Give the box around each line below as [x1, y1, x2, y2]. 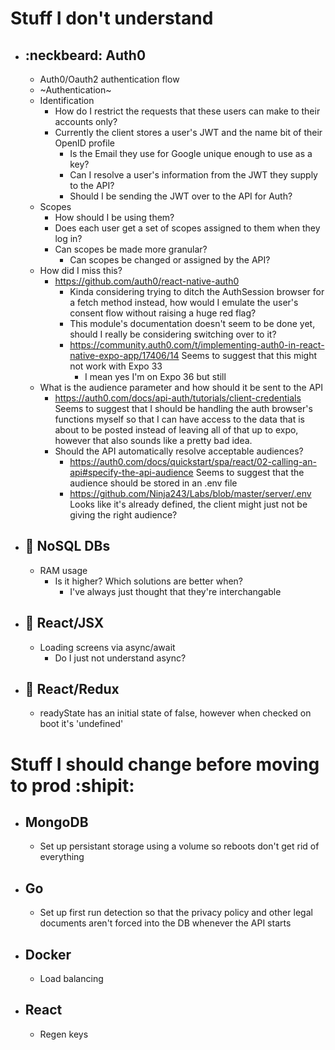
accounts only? [54, 116, 118, 127]
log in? [54, 233, 83, 244]
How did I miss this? [39, 265, 123, 276]
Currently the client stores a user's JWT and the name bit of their [54, 127, 323, 138]
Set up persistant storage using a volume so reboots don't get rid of [39, 840, 320, 852]
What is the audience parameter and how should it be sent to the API [39, 382, 324, 393]
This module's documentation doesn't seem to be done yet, [69, 318, 316, 329]
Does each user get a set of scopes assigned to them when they [54, 222, 321, 234]
